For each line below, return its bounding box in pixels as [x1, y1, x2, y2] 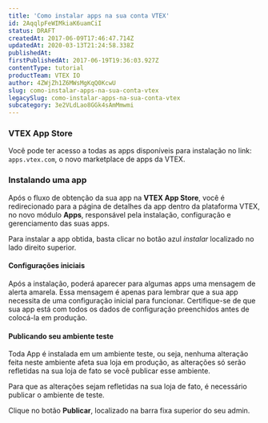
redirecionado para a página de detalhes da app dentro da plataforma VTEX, [8, 201, 260, 211]
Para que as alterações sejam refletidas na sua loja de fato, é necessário [8, 382, 248, 392]
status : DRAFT [8, 26, 56, 35]
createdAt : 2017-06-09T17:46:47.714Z [8, 34, 134, 43]
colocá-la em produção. [8, 312, 88, 322]
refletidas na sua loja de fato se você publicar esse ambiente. [8, 366, 210, 376]
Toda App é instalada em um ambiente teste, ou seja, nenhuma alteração [8, 349, 249, 359]
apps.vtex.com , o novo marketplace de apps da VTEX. [8, 154, 186, 165]
